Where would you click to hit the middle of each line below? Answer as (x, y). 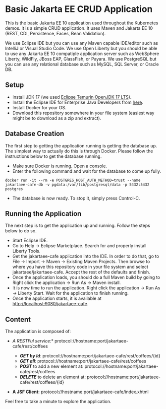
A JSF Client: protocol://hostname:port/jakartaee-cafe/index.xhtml (80, 392)
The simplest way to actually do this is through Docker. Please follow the (79, 151)
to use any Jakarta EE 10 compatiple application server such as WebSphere (82, 54)
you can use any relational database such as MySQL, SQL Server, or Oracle (82, 64)
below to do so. (21, 231)
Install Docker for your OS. (39, 107)
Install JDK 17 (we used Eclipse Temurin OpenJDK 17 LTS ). (72, 97)
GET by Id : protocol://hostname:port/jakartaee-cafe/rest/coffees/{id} (90, 356)
